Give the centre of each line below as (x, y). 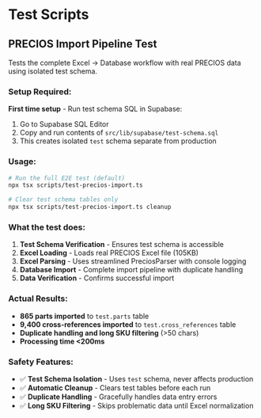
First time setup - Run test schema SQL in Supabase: (95, 109)
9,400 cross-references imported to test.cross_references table (128, 324)
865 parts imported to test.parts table (84, 316)
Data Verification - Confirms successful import (97, 278)
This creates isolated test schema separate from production (118, 141)
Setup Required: (40, 91)
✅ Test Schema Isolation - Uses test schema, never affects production (136, 378)
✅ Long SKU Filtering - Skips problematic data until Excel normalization (136, 405)
